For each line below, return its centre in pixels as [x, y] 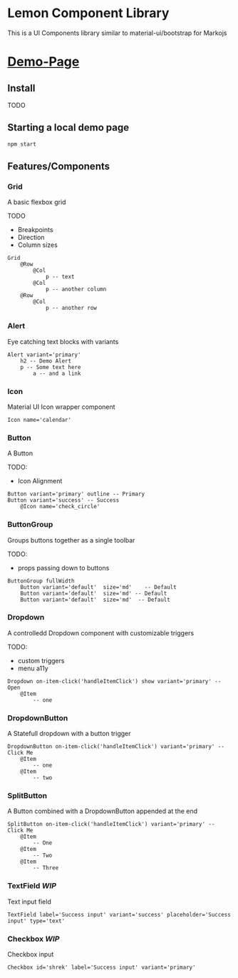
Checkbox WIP [33, 939]
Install [21, 88]
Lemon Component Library [88, 13]
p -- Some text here [51, 367]
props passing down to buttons [63, 568]
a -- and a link [57, 373]
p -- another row [71, 308]
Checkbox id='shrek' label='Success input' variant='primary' [102, 967]
